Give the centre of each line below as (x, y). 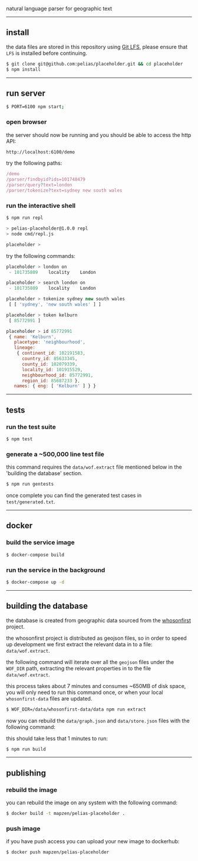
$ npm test (19, 439)
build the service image (40, 542)
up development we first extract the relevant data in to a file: (79, 644)
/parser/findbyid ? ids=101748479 (46, 179)
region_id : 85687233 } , (51, 381)
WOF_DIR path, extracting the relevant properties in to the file (79, 668)
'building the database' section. (44, 473)
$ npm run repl (25, 218)
